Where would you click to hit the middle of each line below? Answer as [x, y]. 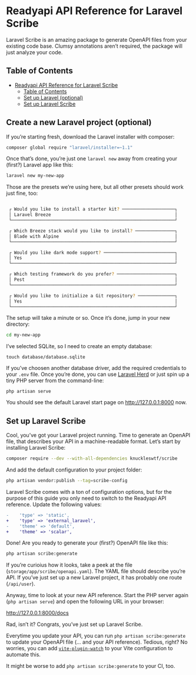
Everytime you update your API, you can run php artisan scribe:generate [96, 636]
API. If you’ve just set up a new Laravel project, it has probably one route [94, 578]
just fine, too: [22, 194]
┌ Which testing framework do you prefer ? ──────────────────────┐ [93, 274]
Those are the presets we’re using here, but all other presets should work [95, 187]
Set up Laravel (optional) [53, 97]
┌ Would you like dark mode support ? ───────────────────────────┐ [93, 253]
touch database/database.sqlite [46, 357]
